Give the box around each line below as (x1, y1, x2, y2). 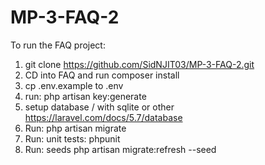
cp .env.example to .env (24, 79, 124, 91)
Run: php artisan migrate (24, 122, 127, 134)
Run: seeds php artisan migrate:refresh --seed (24, 143, 217, 155)
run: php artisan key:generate (24, 90, 147, 102)
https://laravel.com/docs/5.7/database (24, 111, 183, 123)
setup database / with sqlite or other (24, 101, 175, 113)
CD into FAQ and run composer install (24, 69, 180, 81)
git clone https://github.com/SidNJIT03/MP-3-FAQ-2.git (24, 58, 255, 70)
